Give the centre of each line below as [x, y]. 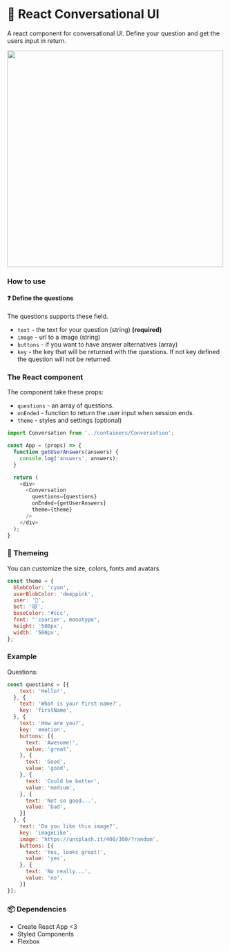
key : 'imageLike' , [46, 832]
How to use [27, 281]
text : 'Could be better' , [63, 781]
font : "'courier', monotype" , [57, 620]
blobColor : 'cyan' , [41, 587]
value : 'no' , [44, 878]
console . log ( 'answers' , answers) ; [69, 458]
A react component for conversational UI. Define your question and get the [113, 33]
